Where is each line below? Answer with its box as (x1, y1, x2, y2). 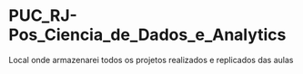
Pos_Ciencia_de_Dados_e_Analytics (8, 24, 287, 45)
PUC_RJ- (8, 5, 78, 26)
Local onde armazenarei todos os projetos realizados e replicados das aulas (8, 54, 294, 65)
